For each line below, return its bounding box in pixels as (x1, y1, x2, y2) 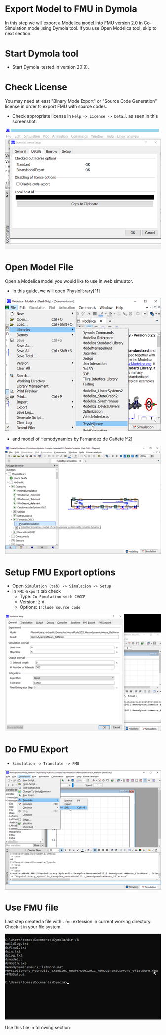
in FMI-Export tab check (12, 588, 61, 594)
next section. (5, 30, 32, 36)
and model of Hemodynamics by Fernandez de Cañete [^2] (12, 436, 133, 442)
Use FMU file (5, 902, 59, 913)
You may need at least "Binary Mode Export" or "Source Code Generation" (5, 98, 157, 104)
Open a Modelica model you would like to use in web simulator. (5, 278, 133, 284)
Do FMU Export (5, 744, 68, 755)
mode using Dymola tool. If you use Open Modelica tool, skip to (27, 25, 157, 31)
